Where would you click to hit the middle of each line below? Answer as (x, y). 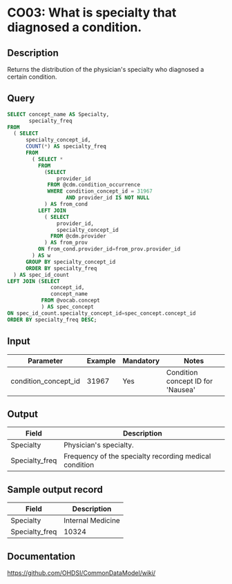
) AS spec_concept (68, 307)
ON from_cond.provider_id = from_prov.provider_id (109, 249)
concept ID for (189, 381)
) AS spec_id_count (41, 275)
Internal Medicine (92, 520)
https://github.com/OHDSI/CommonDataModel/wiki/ (81, 573)
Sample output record (55, 489)
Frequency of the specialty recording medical (137, 456)
